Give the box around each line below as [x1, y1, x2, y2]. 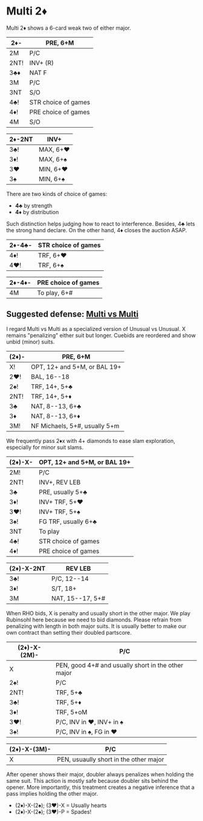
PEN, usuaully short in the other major [57, 755, 164, 764]
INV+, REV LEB [39, 478, 81, 486]
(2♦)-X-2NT [9, 564, 46, 572]
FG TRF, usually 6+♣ [39, 517, 97, 526]
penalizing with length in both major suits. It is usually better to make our [6, 622, 187, 630]
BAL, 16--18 [31, 372, 69, 381]
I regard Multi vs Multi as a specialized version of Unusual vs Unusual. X [6, 325, 186, 332]
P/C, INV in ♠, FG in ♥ [55, 727, 118, 736]
